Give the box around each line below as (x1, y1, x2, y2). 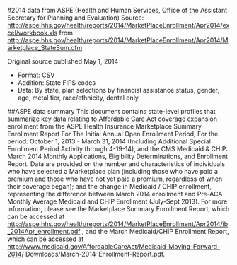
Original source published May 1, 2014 (7, 57, 119, 66)
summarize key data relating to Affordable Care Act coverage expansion (7, 114, 218, 123)
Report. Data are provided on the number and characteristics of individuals (7, 160, 225, 168)
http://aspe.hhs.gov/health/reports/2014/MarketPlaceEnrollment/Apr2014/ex (7, 21, 230, 29)
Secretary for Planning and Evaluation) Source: (7, 13, 144, 22)
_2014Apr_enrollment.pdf (7, 228, 81, 235)
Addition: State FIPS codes (17, 78, 96, 87)
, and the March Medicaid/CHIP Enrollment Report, (81, 228, 230, 235)
